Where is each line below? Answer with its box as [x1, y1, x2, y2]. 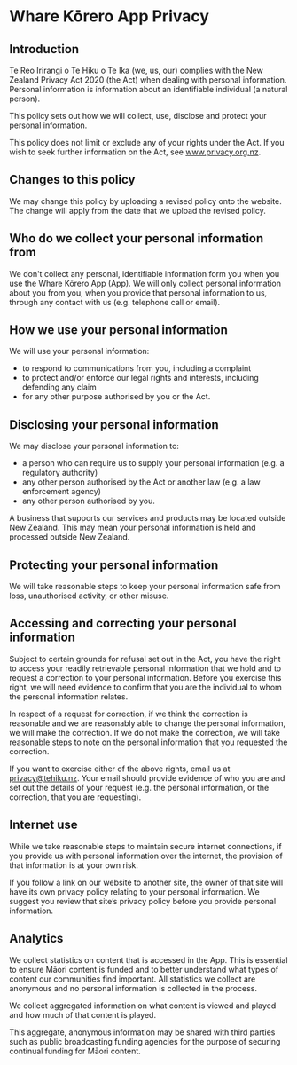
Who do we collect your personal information [9, 231, 264, 246]
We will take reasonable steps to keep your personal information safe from [9, 581, 281, 592]
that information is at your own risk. [9, 859, 139, 871]
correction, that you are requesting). [9, 792, 142, 802]
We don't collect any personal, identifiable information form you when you [9, 268, 280, 279]
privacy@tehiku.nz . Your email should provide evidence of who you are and [9, 772, 285, 783]
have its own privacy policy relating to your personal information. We [9, 886, 260, 897]
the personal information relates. [9, 690, 129, 702]
